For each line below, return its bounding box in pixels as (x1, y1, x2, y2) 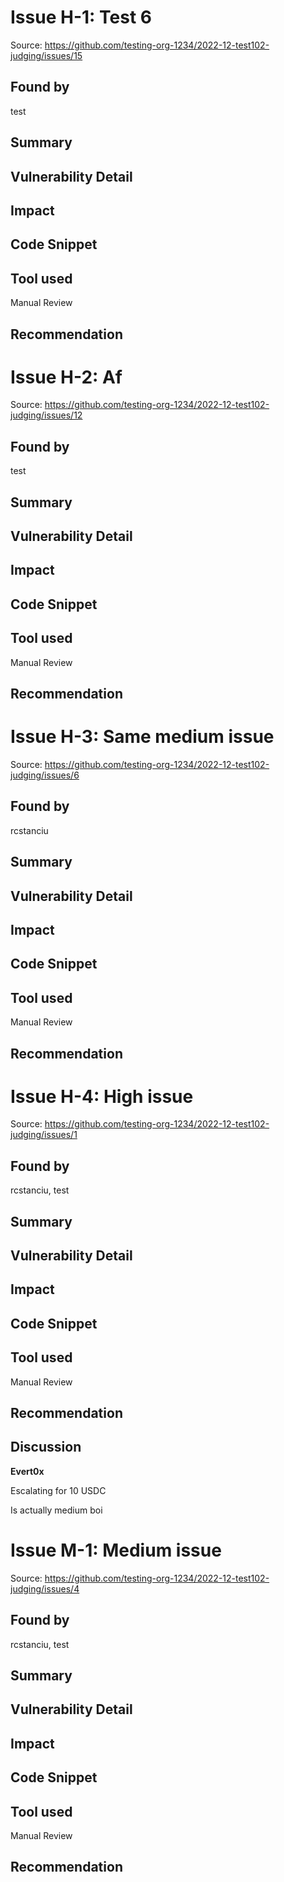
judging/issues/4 (10, 1582, 80, 1595)
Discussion (10, 1439, 82, 1456)
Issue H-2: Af (10, 366, 123, 388)
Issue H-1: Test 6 (10, 6, 152, 29)
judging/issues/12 (10, 409, 83, 421)
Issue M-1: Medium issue (10, 1539, 222, 1562)
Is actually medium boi (10, 1504, 103, 1516)
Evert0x (10, 1465, 45, 1477)
